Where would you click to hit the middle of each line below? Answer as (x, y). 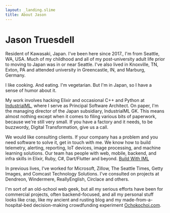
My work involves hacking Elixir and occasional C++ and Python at (75, 100)
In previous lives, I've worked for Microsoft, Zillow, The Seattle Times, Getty (84, 168)
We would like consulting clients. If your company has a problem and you (82, 137)
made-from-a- (138, 200)
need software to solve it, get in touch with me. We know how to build (78, 143)
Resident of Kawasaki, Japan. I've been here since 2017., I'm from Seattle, (82, 54)
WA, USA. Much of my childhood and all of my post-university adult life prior (85, 59)
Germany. (15, 75)
